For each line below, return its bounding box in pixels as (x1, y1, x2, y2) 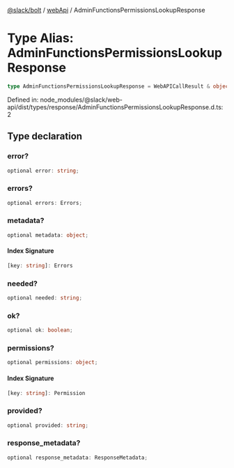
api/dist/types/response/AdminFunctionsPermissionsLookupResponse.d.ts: (7, 102, 224, 111)
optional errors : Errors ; (7, 199, 82, 206)
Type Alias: (7, 31, 75, 46)
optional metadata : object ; (7, 231, 89, 239)
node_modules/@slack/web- (40, 95, 123, 104)
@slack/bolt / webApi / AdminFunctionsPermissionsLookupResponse (7, 6, 205, 14)
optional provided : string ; (7, 421, 89, 429)
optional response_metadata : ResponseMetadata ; (7, 454, 148, 461)
